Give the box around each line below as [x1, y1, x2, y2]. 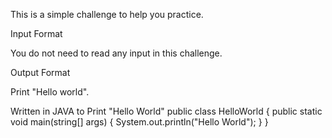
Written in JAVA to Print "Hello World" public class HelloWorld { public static [10, 105, 323, 117]
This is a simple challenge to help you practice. [10, 9, 204, 20]
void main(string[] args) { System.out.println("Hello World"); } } [10, 116, 269, 128]
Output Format [10, 67, 71, 78]
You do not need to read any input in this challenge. [10, 47, 223, 59]
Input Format [10, 28, 63, 39]
